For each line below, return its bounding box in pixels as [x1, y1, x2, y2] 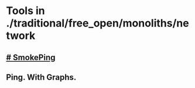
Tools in [6, 4, 45, 18]
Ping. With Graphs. [6, 72, 77, 82]
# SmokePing [6, 52, 56, 62]
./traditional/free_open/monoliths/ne [6, 16, 189, 30]
